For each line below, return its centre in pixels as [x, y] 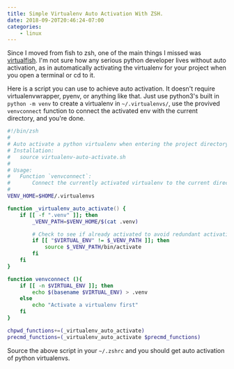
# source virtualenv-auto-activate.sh [67, 157]
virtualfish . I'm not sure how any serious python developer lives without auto [117, 61]
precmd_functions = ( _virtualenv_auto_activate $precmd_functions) [104, 337]
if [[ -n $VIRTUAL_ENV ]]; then [67, 286]
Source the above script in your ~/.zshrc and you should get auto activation [116, 350]
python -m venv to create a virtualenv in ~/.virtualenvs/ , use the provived [114, 104]
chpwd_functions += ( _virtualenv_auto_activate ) [76, 331]
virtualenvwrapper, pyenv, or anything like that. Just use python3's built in [113, 96]
